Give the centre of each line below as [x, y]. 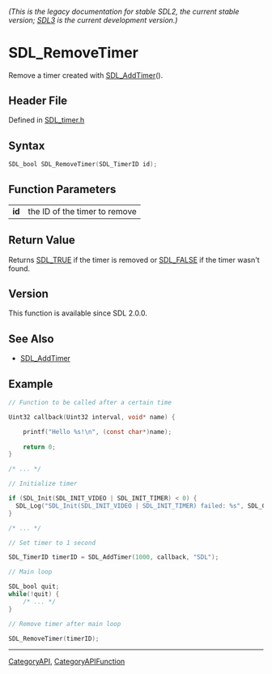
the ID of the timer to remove [83, 211]
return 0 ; [40, 447]
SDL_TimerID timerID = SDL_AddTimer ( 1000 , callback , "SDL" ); [114, 557]
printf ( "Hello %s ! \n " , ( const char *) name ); [98, 431]
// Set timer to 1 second [52, 543]
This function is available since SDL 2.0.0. [78, 313]
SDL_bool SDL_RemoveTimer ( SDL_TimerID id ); [83, 165]
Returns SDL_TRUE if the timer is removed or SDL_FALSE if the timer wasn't [134, 260]
